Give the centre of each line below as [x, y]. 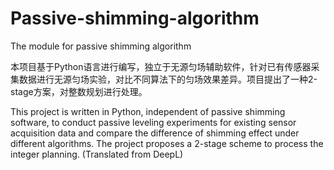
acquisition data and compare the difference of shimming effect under [155, 133]
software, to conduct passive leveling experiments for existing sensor [153, 122]
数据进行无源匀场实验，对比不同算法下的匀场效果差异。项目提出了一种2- [168, 79]
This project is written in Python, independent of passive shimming [148, 111]
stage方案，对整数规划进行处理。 [79, 91]
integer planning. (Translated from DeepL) [97, 154]
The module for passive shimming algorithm [101, 46]
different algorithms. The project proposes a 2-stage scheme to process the [167, 143]
